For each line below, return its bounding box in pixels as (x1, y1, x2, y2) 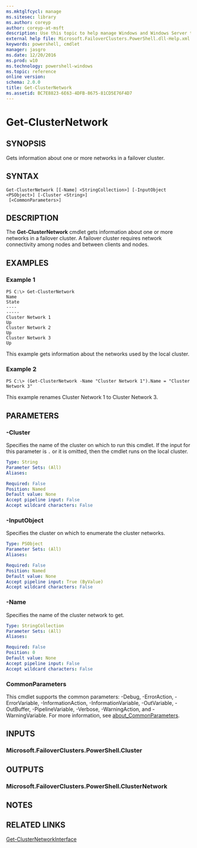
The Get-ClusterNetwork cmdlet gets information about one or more (6, 229, 173, 236)
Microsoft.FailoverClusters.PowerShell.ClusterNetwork (6, 782, 168, 790)
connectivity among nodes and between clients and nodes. (6, 241, 150, 248)
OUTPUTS (6, 764, 44, 774)
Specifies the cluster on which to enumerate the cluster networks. (6, 530, 165, 537)
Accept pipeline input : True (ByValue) (6, 578, 104, 585)
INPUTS (6, 729, 35, 739)
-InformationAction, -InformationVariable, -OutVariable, (40, 699, 174, 706)
